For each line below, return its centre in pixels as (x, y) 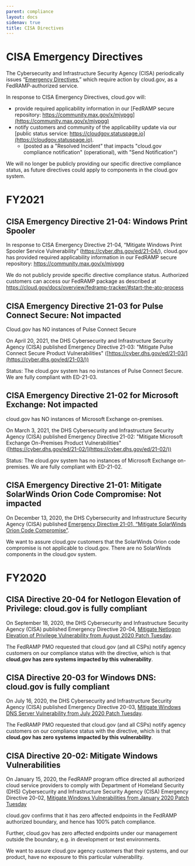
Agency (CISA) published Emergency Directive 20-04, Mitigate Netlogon (93, 629)
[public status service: (41, 133)
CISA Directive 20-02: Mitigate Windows (82, 756)
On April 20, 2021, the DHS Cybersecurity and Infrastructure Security (90, 341)
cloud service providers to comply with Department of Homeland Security (95, 785)
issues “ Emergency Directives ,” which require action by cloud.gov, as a (92, 79)
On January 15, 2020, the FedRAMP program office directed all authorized (95, 779)
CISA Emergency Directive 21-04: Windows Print (97, 221)
